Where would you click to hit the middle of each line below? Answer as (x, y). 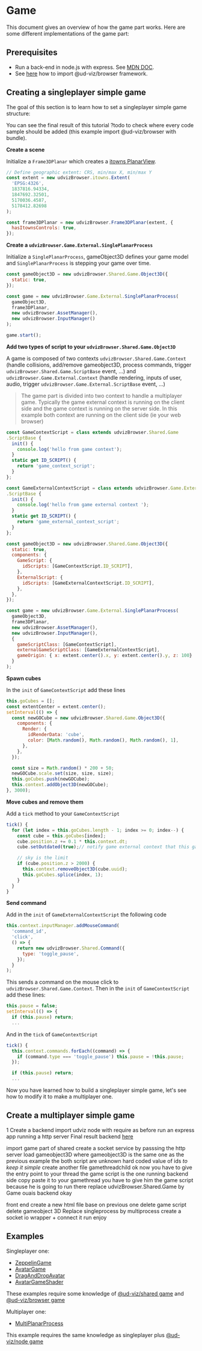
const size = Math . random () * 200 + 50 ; (63, 768)
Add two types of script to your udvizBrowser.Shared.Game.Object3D (91, 347)
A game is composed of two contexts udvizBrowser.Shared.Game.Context (96, 358)
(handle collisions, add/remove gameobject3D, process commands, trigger (99, 365)
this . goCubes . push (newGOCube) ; (51, 779)
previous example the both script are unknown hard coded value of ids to (97, 1160)
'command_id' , (29, 931)
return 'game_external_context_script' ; (68, 522)
